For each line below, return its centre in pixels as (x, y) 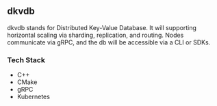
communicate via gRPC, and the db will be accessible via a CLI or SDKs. (109, 42)
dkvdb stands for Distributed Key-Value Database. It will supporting (102, 27)
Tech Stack (26, 59)
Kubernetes (33, 97)
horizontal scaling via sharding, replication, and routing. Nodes (95, 35)
